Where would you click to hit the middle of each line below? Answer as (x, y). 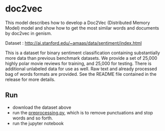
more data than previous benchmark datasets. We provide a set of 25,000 (81, 58)
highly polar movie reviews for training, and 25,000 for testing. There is (78, 63)
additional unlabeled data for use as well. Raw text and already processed (81, 69)
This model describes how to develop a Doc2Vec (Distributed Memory (77, 23)
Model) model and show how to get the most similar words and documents (82, 28)
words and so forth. (33, 118)
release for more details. (30, 79)
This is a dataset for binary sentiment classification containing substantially (82, 53)
